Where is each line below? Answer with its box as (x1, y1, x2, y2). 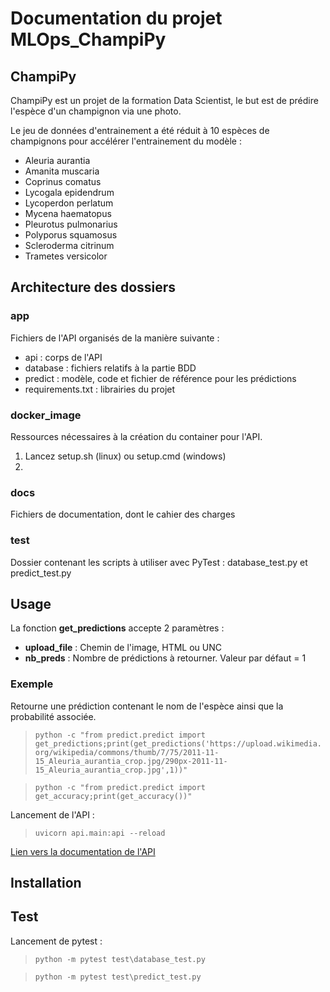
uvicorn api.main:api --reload (34, 828, 166, 838)
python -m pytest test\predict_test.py (34, 972, 202, 982)
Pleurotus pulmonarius (24, 218, 118, 230)
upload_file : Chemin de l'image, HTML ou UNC (24, 642, 223, 654)
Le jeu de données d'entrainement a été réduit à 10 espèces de (10, 125, 270, 136)
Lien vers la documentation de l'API (10, 845, 156, 857)
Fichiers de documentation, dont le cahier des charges (10, 508, 236, 521)
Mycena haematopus (24, 208, 112, 219)
